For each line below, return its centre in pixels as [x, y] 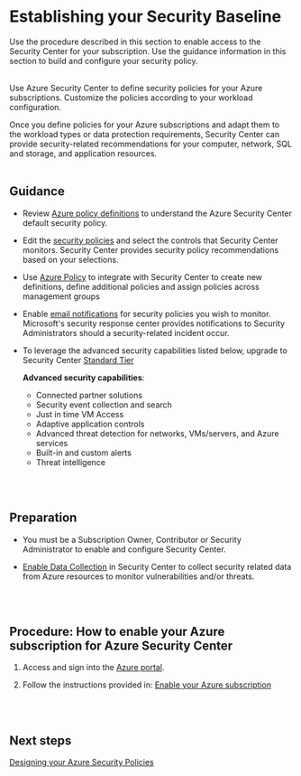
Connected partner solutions [89, 395]
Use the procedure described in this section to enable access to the [135, 42]
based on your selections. [70, 259]
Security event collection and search [104, 405]
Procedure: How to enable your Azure [117, 631]
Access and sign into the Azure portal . [93, 668]
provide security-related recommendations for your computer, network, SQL [151, 144]
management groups [61, 296]
